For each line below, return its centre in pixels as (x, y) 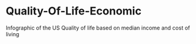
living (13, 34)
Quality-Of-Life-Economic (74, 11)
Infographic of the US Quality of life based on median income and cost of (98, 28)
